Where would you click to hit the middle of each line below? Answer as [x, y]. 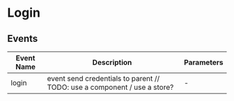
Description [112, 62]
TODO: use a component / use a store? [110, 87]
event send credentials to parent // [103, 78]
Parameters [204, 62]
